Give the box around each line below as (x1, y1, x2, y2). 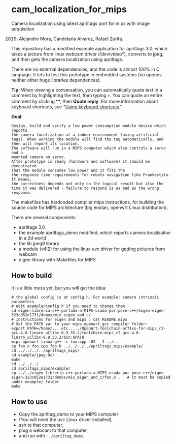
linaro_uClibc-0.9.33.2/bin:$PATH (11, 335, 85, 340)
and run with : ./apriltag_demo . (18, 432, 85, 438)
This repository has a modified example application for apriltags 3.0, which (11, 45, 167, 51)
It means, (11, 176, 32, 182)
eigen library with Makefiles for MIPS (18, 256, 96, 262)
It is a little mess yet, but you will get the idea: (11, 285, 107, 291)
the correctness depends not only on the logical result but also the (11, 181, 164, 186)
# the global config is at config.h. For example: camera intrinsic (11, 294, 159, 300)
